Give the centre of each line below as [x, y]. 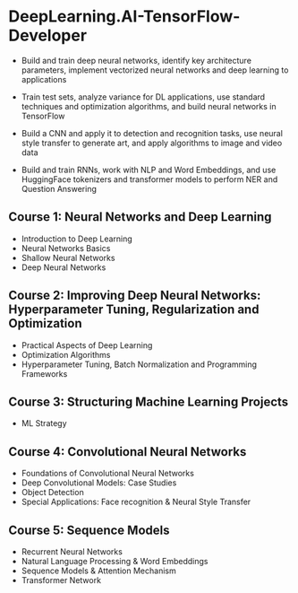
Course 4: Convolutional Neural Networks [128, 452]
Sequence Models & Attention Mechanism [98, 571]
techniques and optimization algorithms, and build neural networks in [149, 106]
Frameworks [44, 373]
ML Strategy [44, 423]
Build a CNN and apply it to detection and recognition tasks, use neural [152, 133]
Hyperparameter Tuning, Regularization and [134, 310]
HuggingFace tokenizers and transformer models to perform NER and [149, 179]
